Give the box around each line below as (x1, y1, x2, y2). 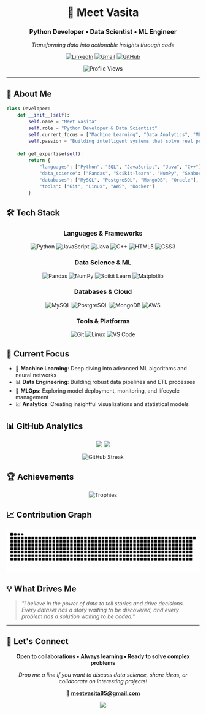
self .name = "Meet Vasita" (28, 119, 97, 125)
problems (90, 659, 116, 666)
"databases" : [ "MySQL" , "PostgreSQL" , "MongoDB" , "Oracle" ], (39, 177, 199, 183)
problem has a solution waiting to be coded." (21, 613, 135, 620)
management (15, 393, 49, 401)
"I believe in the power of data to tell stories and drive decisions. (21, 599, 185, 607)
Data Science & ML (74, 258, 132, 267)
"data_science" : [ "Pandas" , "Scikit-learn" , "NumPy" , (39, 171, 180, 177)
